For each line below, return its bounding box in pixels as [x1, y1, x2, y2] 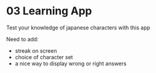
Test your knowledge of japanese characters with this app [6, 24, 151, 31]
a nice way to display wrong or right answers [14, 60, 126, 67]
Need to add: [6, 35, 39, 42]
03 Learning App [6, 4, 92, 18]
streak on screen [14, 47, 57, 54]
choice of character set [14, 53, 73, 60]
